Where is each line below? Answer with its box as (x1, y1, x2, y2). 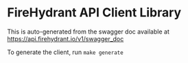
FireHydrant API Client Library (7, 5, 182, 21)
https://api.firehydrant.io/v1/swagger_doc (7, 34, 124, 42)
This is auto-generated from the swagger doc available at (7, 27, 169, 36)
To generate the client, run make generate (7, 48, 124, 56)
